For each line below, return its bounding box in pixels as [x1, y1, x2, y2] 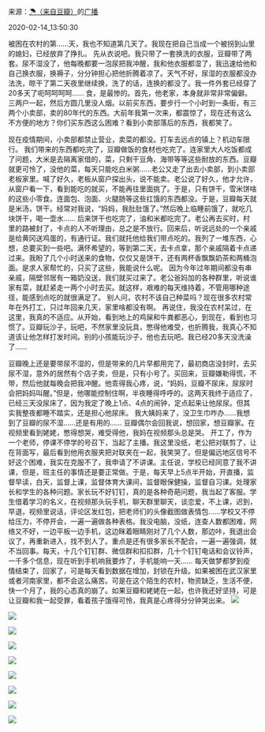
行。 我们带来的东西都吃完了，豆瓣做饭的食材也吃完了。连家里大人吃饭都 [8, 145, 245, 154]
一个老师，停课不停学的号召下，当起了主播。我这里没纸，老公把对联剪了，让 [8, 437, 257, 447]
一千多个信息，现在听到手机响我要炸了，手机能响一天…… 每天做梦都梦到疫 [8, 556, 251, 565]
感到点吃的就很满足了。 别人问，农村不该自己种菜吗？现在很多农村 [28, 293, 245, 302]
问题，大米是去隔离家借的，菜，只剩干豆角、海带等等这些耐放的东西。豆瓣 [14, 155, 257, 163]
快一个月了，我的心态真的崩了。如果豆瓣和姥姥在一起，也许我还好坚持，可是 [8, 586, 257, 595]
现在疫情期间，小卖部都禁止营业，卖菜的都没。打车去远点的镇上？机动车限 [8, 135, 250, 144]
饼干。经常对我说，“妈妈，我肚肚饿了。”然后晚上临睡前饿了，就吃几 [35, 204, 253, 213]
